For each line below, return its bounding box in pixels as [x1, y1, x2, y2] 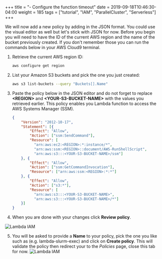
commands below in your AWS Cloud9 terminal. [5, 45, 101, 50]
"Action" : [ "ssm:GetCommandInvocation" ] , [30, 165, 115, 170]
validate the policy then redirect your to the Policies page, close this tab [12, 243, 155, 249]
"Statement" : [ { [21, 124, 54, 129]
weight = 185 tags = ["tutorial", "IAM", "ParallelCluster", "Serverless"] [18, 9, 156, 15]
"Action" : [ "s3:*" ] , [30, 183, 71, 188]
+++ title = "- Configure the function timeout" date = [5, 4, 110, 10]
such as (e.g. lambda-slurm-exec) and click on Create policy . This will [12, 238, 153, 244]
